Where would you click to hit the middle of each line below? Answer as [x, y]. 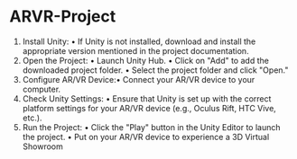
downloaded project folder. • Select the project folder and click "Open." [155, 70]
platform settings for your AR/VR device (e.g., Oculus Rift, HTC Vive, [149, 108]
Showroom [42, 146]
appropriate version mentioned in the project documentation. [136, 50]
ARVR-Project [63, 17]
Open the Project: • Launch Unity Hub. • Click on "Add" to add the [145, 60]
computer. [42, 89]
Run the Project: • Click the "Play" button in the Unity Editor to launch [152, 127]
